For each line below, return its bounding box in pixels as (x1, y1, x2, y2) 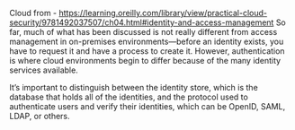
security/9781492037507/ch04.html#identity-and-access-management (9, 17, 274, 28)
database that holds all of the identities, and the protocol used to (9, 91, 249, 102)
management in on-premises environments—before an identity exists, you (9, 36, 284, 47)
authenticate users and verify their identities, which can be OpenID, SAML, (9, 101, 286, 111)
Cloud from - (9, 8, 58, 18)
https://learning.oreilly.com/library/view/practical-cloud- (58, 8, 268, 18)
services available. (9, 65, 78, 75)
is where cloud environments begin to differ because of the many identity (9, 56, 282, 65)
